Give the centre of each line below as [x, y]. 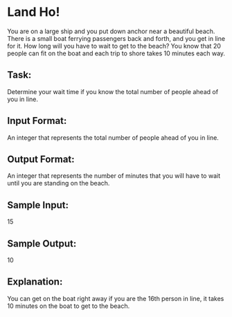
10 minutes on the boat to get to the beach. [69, 306]
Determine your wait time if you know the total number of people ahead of [113, 91]
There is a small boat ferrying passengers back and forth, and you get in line [116, 38]
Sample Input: [38, 205]
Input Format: [37, 121]
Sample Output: [42, 243]
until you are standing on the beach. [59, 183]
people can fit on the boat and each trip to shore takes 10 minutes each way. [116, 53]
